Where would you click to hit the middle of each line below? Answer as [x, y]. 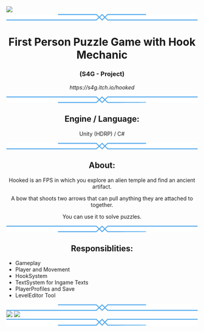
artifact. [102, 186]
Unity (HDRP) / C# [102, 134]
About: [102, 166]
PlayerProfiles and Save [45, 289]
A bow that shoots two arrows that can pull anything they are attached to [102, 198]
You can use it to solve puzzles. [102, 216]
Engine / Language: [102, 119]
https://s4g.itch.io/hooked [102, 87]
